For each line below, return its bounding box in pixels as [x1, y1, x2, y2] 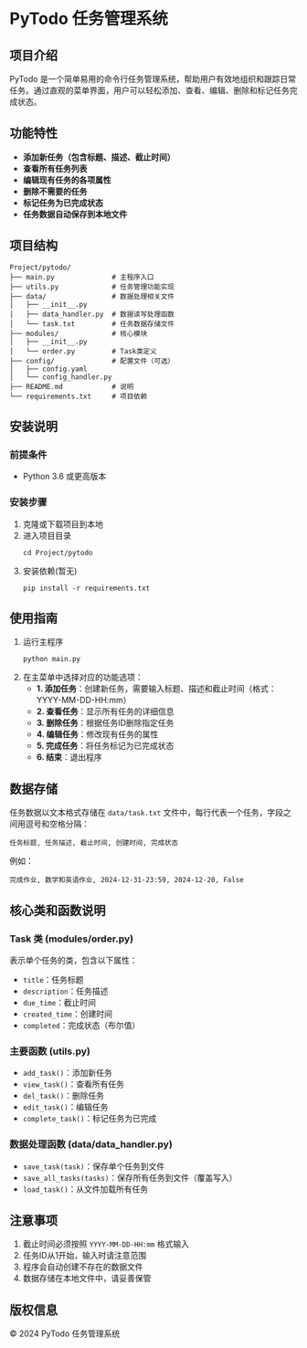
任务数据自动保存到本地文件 [22, 208, 128, 219]
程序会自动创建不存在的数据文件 [22, 1261, 143, 1272]
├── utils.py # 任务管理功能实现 [9, 282, 175, 291]
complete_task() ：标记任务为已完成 [22, 1113, 157, 1124]
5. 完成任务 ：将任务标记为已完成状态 [36, 741, 175, 752]
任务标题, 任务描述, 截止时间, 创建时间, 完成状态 [9, 838, 179, 848]
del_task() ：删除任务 [22, 1090, 105, 1101]
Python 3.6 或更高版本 [22, 471, 107, 482]
